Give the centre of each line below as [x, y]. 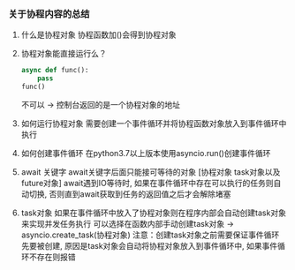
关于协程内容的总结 [49, 13]
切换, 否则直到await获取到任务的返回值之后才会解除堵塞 [130, 194]
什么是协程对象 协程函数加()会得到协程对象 [98, 35]
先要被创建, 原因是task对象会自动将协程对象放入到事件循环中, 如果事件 [149, 245]
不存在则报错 [52, 257]
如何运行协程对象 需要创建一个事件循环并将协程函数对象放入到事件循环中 [154, 123]
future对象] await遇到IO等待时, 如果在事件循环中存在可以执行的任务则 [147, 183]
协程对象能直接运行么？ [64, 54]
